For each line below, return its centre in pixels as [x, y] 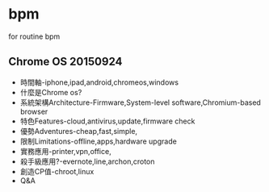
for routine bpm [34, 36]
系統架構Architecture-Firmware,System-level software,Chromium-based [140, 102]
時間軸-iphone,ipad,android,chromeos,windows [99, 82]
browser [34, 111]
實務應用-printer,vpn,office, [65, 151]
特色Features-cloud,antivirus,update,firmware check [107, 121]
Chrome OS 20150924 [65, 62]
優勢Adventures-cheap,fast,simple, [79, 131]
